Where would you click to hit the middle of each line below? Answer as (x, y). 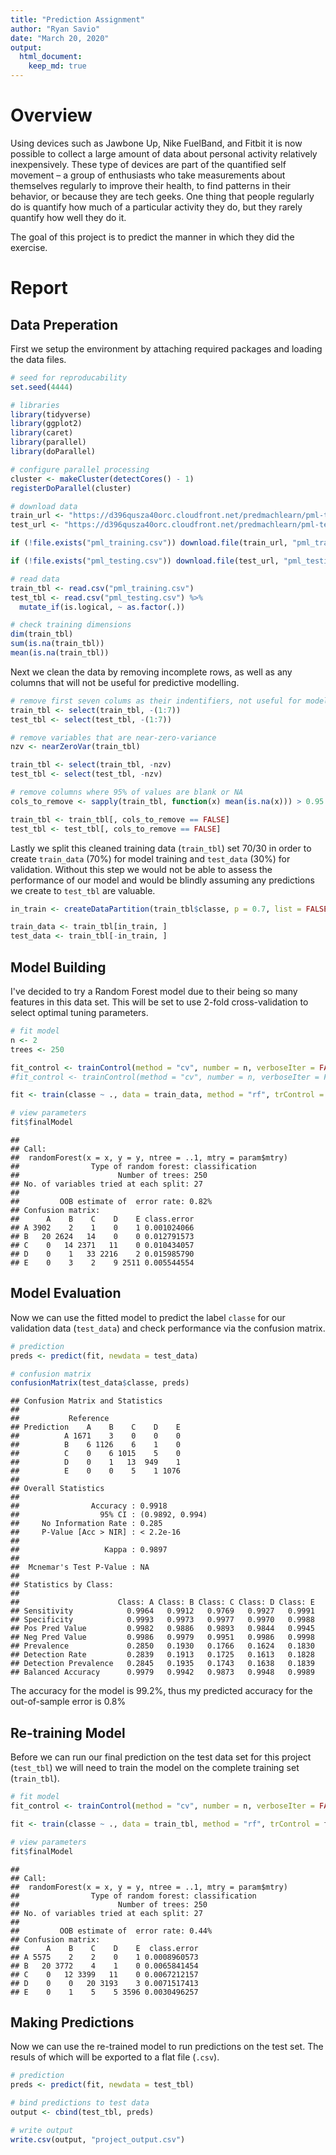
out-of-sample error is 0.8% (68, 1702)
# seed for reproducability (69, 377)
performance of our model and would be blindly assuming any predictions (162, 880)
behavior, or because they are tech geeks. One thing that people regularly (162, 196)
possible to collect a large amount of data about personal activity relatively (164, 153)
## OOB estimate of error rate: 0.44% (111, 1931)
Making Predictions (72, 2022)
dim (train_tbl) (42, 634)
